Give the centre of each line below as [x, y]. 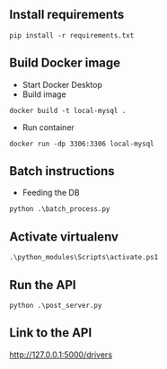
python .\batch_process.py [60, 209]
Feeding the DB [51, 193]
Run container [48, 127]
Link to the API [51, 333]
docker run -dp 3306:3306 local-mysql [82, 144]
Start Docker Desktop [62, 84]
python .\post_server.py [56, 306]
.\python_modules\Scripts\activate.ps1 [84, 258]
